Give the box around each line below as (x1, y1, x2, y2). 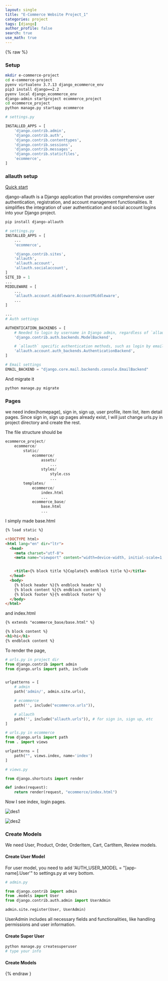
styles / (40, 467, 57, 472)
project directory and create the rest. (5, 419, 81, 426)
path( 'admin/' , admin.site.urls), (14, 689, 86, 694)
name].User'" (5, 870, 33, 876)
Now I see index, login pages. (5, 799, 66, 805)
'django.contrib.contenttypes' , (14, 137, 81, 143)
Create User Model (5, 854, 45, 860)
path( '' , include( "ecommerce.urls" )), (14, 702, 95, 708)
